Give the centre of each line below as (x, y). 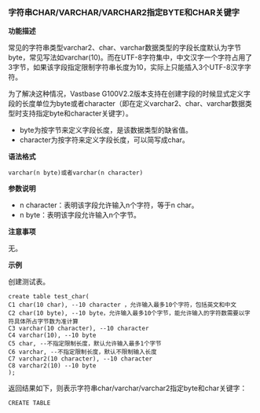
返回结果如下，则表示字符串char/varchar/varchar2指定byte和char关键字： (128, 388)
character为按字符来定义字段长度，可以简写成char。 (104, 140)
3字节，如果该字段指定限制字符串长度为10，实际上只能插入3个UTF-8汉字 (126, 68)
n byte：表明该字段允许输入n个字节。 (80, 215)
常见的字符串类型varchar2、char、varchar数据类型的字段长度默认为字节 (125, 48)
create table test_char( (49, 297)
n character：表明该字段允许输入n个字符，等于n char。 (109, 205)
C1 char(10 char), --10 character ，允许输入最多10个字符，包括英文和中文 (123, 305)
